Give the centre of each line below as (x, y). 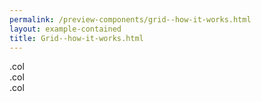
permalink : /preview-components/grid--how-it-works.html (130, 19)
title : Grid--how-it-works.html (76, 38)
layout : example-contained (65, 29)
